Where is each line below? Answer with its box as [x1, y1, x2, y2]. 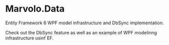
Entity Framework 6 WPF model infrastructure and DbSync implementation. [5, 20, 164, 26]
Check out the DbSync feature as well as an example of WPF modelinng [5, 29, 157, 35]
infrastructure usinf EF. [5, 35, 54, 41]
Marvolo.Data [5, 3, 65, 15]
